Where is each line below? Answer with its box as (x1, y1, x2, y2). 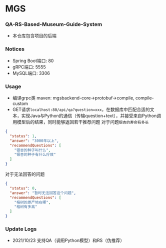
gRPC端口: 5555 (12, 63, 46, 70)
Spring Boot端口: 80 (12, 57, 54, 63)
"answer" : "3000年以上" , (9, 138, 59, 143)
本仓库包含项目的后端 (12, 33, 56, 39)
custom (12, 100, 28, 106)
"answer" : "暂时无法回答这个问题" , (9, 190, 76, 195)
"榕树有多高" (14, 204, 37, 209)
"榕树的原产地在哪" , (14, 199, 51, 205)
